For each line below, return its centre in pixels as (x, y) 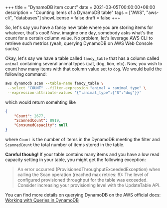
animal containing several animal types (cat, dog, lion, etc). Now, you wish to (84, 64)
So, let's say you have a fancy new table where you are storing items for (79, 27)
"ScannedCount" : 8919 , (38, 121)
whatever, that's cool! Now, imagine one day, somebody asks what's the (79, 33)
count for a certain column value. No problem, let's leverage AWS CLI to (79, 38)
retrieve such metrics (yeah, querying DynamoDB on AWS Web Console (79, 43)
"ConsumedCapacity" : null (41, 125)
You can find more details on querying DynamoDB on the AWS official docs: (83, 195)
